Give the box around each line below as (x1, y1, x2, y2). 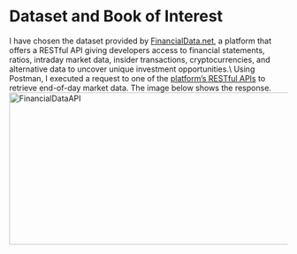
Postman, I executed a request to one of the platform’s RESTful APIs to (9, 73, 266, 83)
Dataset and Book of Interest (9, 6, 224, 27)
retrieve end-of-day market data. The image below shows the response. (9, 82, 272, 93)
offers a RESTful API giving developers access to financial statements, (9, 44, 265, 55)
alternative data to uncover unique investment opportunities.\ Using (9, 64, 255, 74)
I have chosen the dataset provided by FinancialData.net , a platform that (9, 35, 272, 46)
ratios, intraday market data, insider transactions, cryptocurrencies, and (9, 54, 271, 65)
